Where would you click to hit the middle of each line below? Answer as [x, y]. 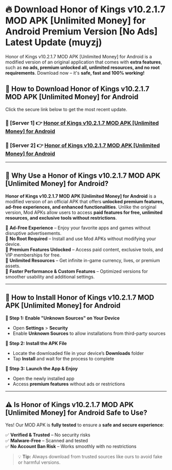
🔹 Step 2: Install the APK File [36, 343]
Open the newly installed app [44, 378]
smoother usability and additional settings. [50, 276]
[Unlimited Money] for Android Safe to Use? [76, 412]
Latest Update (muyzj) [54, 42]
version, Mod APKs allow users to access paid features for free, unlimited [84, 212]
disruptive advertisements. [33, 233]
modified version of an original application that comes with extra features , [84, 62]
